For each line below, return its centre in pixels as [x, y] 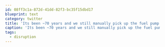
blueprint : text [22, 14]
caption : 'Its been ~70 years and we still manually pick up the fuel [79, 28]
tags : [11, 32]
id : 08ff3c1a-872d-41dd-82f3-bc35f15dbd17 [49, 10]
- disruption [23, 37]
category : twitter [24, 19]
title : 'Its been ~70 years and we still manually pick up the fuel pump [82, 23]
